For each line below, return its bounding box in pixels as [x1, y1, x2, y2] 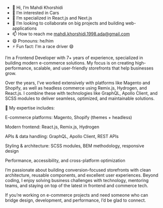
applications [12, 25, 37, 31]
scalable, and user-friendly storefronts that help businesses [33, 65, 154, 71]
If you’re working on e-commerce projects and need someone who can [5, 192, 148, 198]
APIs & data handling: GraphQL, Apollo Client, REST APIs [5, 134, 119, 139]
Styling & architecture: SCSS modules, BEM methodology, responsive [5, 143, 144, 149]
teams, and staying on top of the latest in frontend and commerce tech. [5, 183, 148, 188]
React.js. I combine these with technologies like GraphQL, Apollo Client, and [5, 91, 158, 96]
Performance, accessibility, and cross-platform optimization [5, 158, 125, 163]
